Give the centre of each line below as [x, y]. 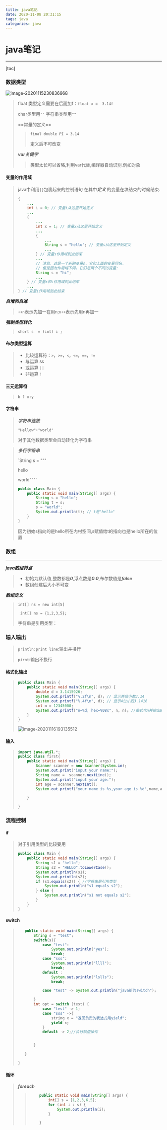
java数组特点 [19, 568]
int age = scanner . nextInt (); [67, 784]
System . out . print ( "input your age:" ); [76, 780]
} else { [45, 891]
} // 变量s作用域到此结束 [59, 254]
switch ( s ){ [45, 940]
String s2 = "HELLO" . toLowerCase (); [74, 867]
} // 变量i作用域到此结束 [41, 291]
